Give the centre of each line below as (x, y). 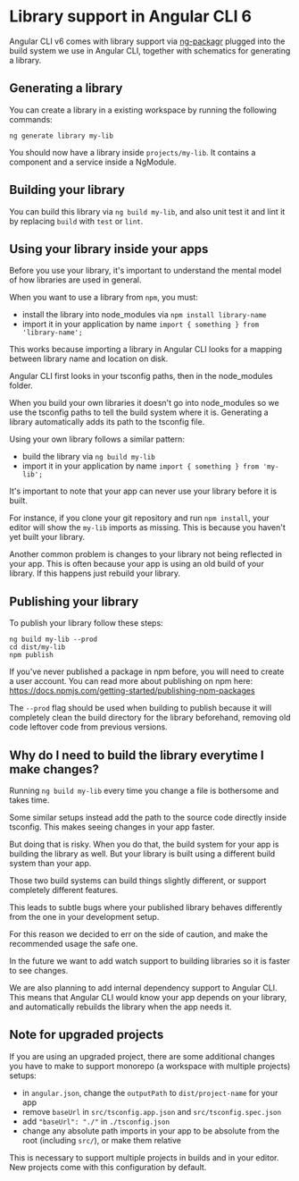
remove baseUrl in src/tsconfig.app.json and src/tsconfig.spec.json (152, 1111)
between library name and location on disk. (89, 359)
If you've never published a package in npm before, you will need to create (147, 671)
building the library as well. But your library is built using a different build (142, 854)
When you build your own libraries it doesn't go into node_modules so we (144, 403)
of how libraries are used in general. (75, 280)
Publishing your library (74, 601)
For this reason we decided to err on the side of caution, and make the (139, 934)
